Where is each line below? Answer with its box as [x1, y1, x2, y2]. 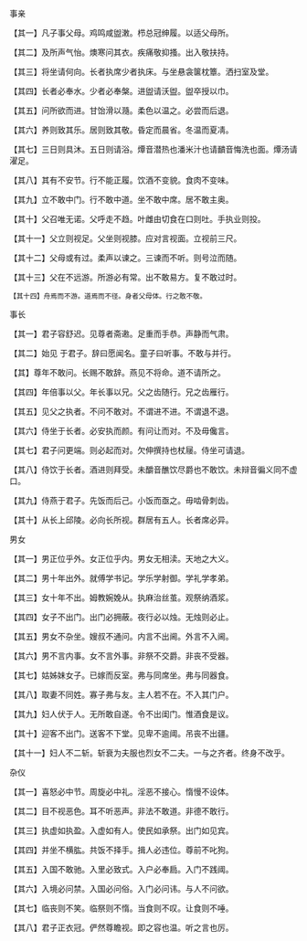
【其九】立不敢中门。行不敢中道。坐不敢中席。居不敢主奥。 [9, 195, 234, 205]
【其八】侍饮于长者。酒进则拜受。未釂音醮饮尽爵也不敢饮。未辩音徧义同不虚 [9, 464, 298, 475]
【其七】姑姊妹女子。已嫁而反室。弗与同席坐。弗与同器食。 [9, 670, 234, 681]
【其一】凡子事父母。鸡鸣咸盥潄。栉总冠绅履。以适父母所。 [9, 27, 234, 38]
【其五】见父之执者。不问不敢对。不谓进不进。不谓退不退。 [9, 406, 234, 417]
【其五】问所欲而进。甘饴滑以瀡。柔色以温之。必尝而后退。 [9, 105, 234, 116]
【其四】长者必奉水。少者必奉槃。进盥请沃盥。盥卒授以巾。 [9, 86, 234, 96]
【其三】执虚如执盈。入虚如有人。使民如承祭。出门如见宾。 [9, 825, 234, 836]
